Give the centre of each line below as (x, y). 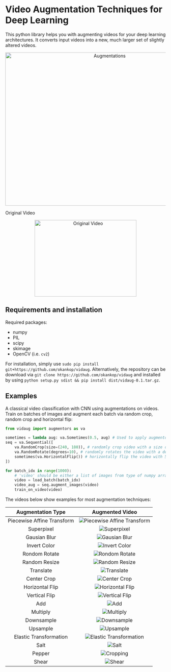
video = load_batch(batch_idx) (48, 480)
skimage (22, 348)
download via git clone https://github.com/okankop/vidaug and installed (83, 374)
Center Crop (41, 579)
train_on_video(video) (38, 490)
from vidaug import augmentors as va (45, 428)
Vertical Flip (41, 595)
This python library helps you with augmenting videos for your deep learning (85, 34)
